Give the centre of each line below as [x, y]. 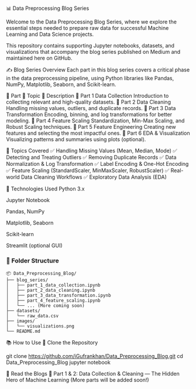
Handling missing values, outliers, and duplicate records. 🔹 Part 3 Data [91, 108]
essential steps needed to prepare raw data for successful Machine [87, 28]
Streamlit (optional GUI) [34, 245]
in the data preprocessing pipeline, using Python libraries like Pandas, [90, 78]
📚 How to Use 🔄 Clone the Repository [52, 343]
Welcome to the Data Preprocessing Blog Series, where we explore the [92, 22]
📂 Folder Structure [33, 261]
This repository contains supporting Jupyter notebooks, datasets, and [90, 45]
